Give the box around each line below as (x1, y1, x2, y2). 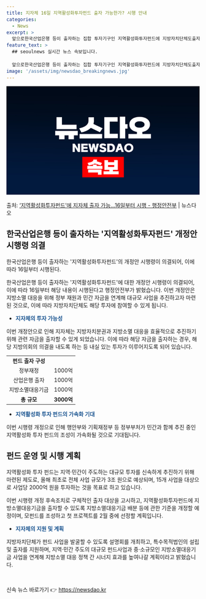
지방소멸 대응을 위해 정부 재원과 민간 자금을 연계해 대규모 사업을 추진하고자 (6, 294, 185, 301)
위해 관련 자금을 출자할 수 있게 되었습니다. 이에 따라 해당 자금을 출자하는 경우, (6, 335, 191, 343)
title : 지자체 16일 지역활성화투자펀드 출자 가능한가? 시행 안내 (6, 10, 147, 16)
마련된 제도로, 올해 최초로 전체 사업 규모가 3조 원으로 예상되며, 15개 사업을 (6, 476, 183, 483)
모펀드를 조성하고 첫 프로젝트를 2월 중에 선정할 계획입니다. (24, 512, 164, 519)
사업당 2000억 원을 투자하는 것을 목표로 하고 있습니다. (12, 483, 142, 490)
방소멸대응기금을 (6, 504, 47, 511)
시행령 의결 (6, 240, 46, 251)
